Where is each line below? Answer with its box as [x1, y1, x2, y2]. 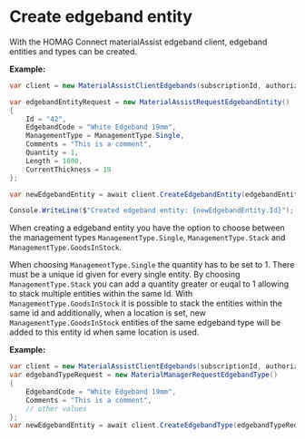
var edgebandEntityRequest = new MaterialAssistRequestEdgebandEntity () [9, 97, 290, 106]
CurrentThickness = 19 [25, 165, 112, 174]
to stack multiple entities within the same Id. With [9, 288, 193, 299]
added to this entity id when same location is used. [9, 327, 200, 337]
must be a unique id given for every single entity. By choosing [9, 269, 241, 280]
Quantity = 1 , [25, 148, 79, 158]
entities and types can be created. [9, 45, 138, 56]
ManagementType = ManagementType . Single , [25, 132, 184, 141]
